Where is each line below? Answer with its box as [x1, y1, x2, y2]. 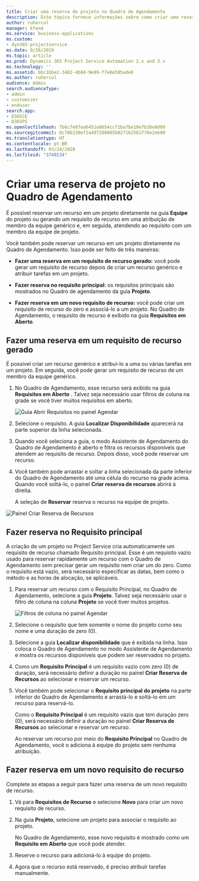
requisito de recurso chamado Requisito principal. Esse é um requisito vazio [6, 549, 191, 556]
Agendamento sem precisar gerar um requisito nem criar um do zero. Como [6, 561, 191, 568]
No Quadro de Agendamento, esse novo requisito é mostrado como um [14, 834, 190, 841]
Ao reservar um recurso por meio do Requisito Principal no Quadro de [14, 735, 188, 742]
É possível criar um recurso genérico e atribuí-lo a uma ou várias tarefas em [6, 361, 192, 368]
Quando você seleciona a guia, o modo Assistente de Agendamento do [14, 438, 188, 445]
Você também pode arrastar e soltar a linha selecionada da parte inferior [14, 468, 192, 475]
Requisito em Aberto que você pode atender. [14, 840, 126, 847]
